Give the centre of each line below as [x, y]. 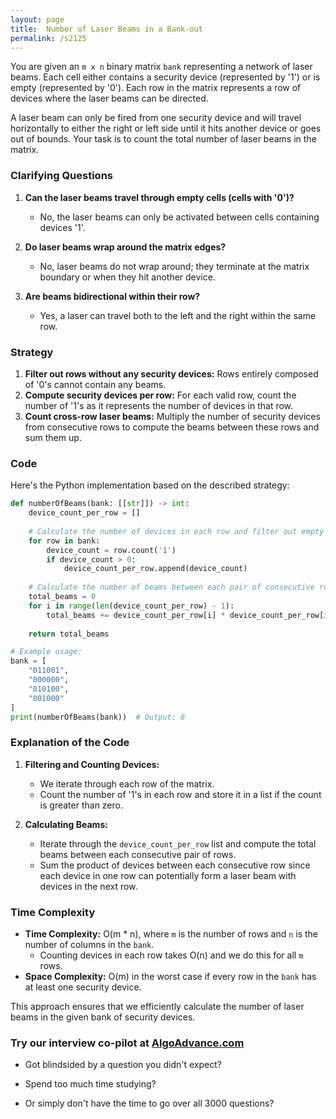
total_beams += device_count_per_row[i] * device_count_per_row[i [187, 615]
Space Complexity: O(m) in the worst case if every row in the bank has [170, 976]
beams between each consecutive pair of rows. [138, 854]
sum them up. [53, 437]
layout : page [37, 19]
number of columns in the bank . [89, 944]
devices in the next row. [88, 886]
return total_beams [69, 634]
